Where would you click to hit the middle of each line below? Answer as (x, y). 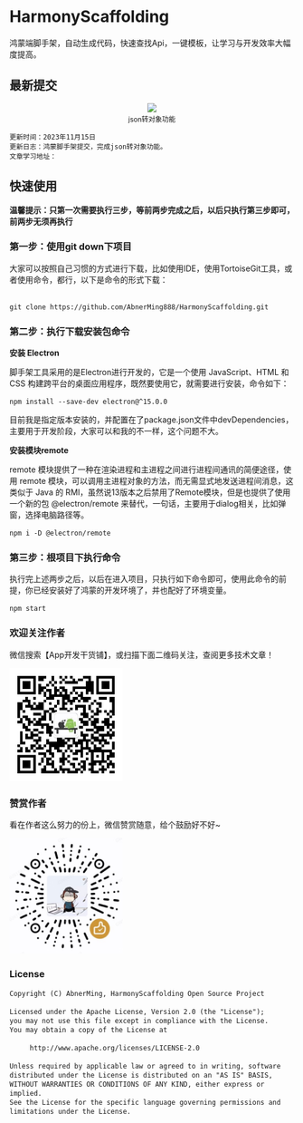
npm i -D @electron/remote (60, 533)
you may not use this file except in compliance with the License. (139, 1021)
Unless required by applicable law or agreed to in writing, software (145, 1067)
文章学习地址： (33, 156)
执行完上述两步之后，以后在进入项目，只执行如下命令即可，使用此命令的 (144, 579)
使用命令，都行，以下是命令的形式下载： (92, 279)
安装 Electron (34, 353)
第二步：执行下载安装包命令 (70, 331)
